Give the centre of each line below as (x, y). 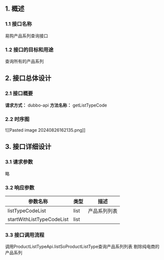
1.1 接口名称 (19, 24)
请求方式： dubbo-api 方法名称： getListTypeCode (56, 105)
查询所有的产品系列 (24, 61)
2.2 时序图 (17, 119)
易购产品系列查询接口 (26, 35)
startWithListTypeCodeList (38, 219)
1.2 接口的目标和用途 (29, 50)
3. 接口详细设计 (28, 147)
